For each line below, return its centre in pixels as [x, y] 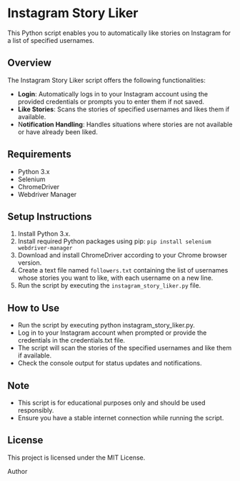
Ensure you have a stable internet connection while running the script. [121, 418]
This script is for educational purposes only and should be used [111, 402]
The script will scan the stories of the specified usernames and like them [125, 348]
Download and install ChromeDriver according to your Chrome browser [122, 255]
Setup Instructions [50, 217]
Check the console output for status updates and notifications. [110, 363]
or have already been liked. [57, 132]
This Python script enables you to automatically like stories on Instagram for [119, 33]
